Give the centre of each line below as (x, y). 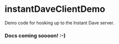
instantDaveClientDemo (55, 9)
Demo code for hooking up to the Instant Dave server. (59, 23)
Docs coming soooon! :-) (35, 36)
